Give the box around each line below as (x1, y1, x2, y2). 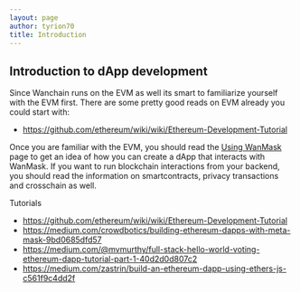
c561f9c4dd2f (22, 273, 76, 284)
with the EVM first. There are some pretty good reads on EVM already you (9, 97, 286, 108)
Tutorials (9, 198, 42, 209)
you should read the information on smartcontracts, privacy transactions (9, 171, 279, 182)
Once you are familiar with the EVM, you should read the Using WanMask (9, 142, 282, 153)
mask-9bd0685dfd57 (22, 234, 102, 245)
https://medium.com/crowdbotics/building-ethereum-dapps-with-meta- (22, 225, 291, 236)
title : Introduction (9, 30, 88, 39)
